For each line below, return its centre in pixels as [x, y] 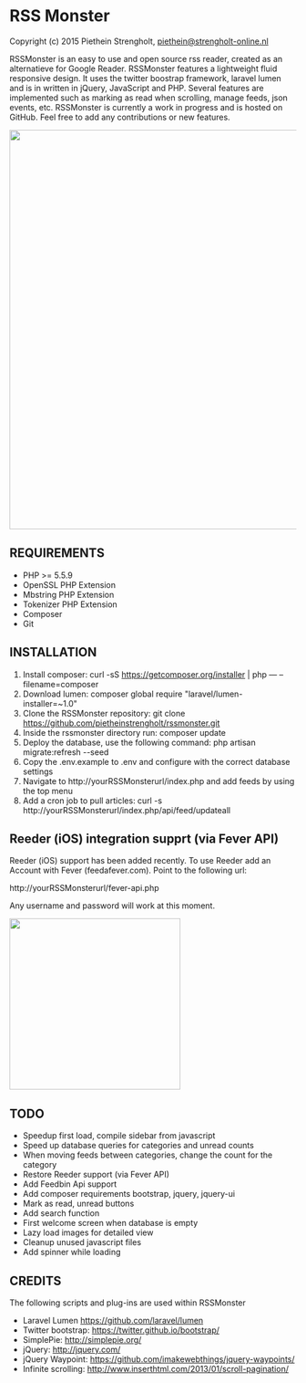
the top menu [48, 791]
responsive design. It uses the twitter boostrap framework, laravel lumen [146, 78]
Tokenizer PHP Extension [70, 604]
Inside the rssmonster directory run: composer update [124, 732]
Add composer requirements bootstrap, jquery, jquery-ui [128, 1194]
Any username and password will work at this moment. [112, 906]
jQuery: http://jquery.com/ [71, 1349]
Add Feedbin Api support [70, 1184]
